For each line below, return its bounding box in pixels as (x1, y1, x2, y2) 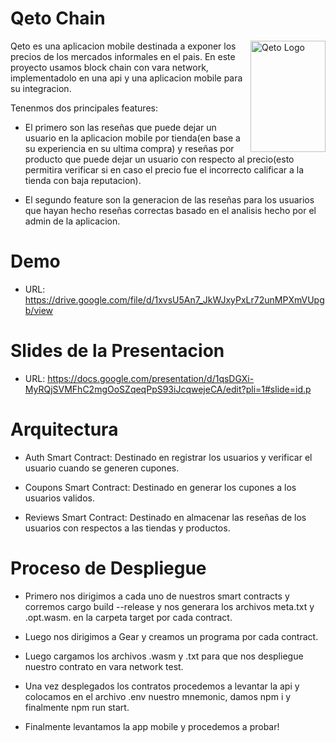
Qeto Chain (10, 7, 106, 30)
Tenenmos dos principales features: (10, 102, 158, 114)
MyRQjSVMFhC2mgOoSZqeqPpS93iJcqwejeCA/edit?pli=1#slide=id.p (24, 383, 312, 395)
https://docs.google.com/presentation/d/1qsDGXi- (47, 372, 255, 384)
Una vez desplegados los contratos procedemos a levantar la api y (24, 680, 300, 692)
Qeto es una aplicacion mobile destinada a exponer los (10, 40, 237, 52)
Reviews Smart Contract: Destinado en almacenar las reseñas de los (24, 511, 307, 523)
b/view (24, 304, 54, 316)
